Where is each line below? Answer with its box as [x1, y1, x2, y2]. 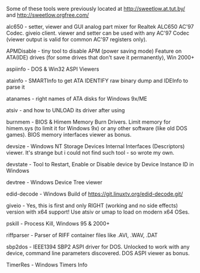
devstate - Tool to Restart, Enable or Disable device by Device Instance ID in [6, 161, 194, 167]
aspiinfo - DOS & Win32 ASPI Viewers [6, 65, 99, 73]
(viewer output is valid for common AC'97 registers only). [6, 36, 147, 43]
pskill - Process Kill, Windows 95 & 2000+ [6, 220, 110, 227]
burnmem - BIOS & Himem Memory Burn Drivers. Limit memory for [6, 118, 171, 125]
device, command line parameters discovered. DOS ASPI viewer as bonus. [6, 250, 190, 257]
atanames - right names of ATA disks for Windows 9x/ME [6, 95, 148, 102]
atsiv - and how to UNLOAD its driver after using [6, 107, 125, 113]
